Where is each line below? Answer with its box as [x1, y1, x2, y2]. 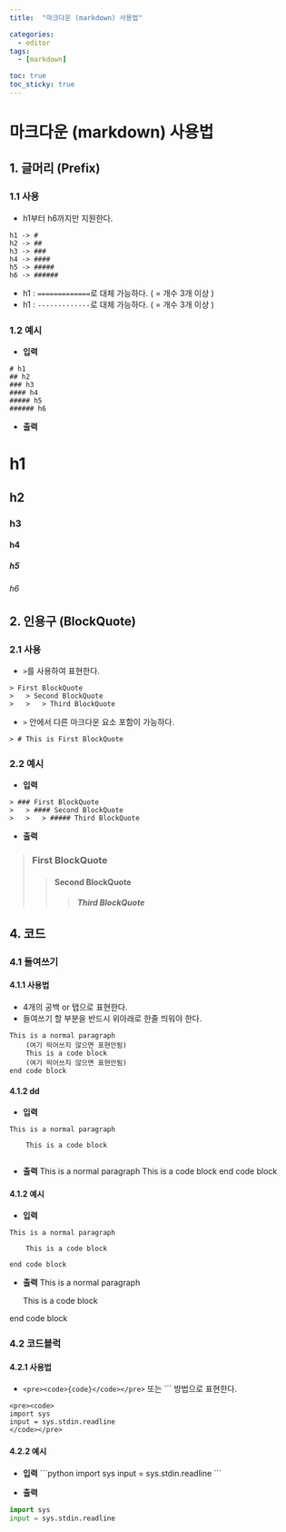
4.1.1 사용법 [9, 980, 50, 990]
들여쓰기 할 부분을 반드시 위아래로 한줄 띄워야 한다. [22, 1012, 202, 1023]
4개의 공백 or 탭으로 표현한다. [22, 1001, 128, 1012]
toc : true [9, 72, 47, 81]
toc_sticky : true [9, 80, 75, 89]
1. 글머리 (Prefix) [9, 161, 101, 176]
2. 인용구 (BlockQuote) [9, 613, 136, 629]
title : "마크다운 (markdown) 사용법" [9, 13, 143, 23]
